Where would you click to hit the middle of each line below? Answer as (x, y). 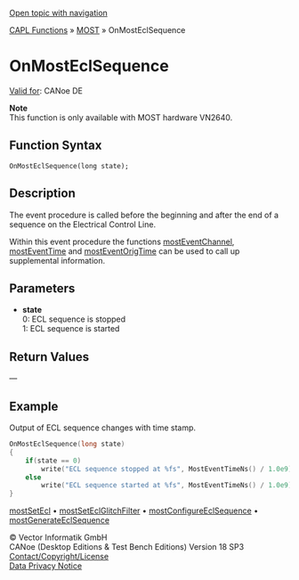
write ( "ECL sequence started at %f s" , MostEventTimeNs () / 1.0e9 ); (169, 486)
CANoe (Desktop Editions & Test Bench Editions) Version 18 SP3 (127, 547)
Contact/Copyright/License (59, 557)
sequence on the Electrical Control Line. (83, 224)
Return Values (49, 357)
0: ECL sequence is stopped (74, 319)
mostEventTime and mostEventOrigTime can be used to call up (125, 251)
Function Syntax (56, 146)
